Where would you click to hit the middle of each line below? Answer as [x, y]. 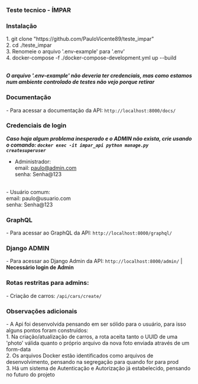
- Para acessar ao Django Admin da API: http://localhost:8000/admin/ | [94, 261]
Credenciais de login [36, 126]
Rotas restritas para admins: [48, 283]
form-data [19, 349]
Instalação [22, 26]
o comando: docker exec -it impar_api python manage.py [77, 145]
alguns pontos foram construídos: [47, 330]
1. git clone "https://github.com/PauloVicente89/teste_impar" [80, 39]
